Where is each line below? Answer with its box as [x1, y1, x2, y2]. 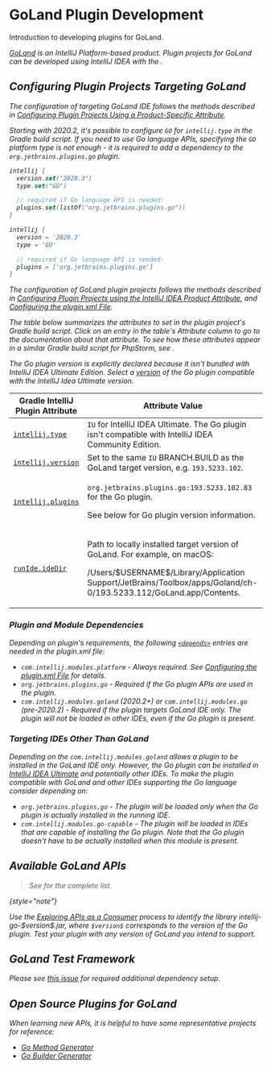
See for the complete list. [28, 880, 113, 890]
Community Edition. [87, 439, 162, 451]
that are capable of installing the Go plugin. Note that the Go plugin [20, 827, 244, 837]
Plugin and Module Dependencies [9, 619, 144, 630]
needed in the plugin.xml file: [9, 646, 105, 656]
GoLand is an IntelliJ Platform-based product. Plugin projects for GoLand [9, 48, 253, 57]
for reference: [9, 1027, 55, 1037]
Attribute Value [142, 401, 203, 412]
